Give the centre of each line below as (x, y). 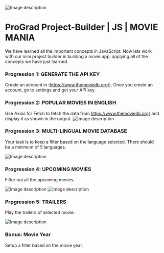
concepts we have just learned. (37, 62)
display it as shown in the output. (38, 118)
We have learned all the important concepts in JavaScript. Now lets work (78, 51)
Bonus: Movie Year (28, 234)
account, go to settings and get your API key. (50, 90)
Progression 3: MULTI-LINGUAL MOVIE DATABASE (66, 131)
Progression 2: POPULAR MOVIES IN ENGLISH (61, 103)
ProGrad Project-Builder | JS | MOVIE (82, 27)
